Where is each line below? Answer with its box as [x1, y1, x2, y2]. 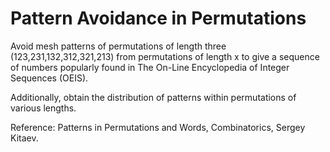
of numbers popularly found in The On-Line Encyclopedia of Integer [10, 61, 290, 73]
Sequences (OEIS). [10, 72, 89, 84]
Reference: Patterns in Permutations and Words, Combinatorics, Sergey [10, 121, 306, 133]
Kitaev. [10, 132, 39, 144]
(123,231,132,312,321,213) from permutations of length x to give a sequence [10, 50, 320, 62]
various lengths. [10, 102, 77, 114]
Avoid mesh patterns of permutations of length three [10, 40, 227, 52]
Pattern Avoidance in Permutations [10, 7, 307, 30]
